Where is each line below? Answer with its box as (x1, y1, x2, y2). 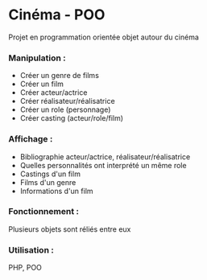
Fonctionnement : (8, 206, 79, 217)
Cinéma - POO (8, 6, 106, 24)
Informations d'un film (19, 186, 94, 196)
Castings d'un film (19, 169, 81, 179)
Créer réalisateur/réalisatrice (19, 97, 115, 106)
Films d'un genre (19, 177, 77, 187)
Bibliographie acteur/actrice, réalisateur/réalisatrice (19, 151, 191, 162)
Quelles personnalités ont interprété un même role (19, 160, 187, 170)
